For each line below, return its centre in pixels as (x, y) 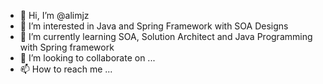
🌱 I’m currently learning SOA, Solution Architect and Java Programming (166, 36)
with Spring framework (67, 47)
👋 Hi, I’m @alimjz (54, 15)
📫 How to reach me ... (66, 69)
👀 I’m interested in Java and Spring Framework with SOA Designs (154, 26)
